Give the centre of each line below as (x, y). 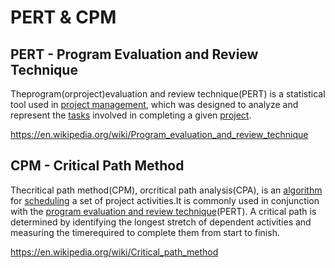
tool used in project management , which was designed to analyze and (154, 104)
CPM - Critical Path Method (97, 166)
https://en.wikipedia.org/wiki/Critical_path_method (114, 252)
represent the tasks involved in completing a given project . (131, 115)
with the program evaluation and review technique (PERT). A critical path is (163, 211)
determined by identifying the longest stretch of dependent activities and (161, 222)
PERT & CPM (63, 17)
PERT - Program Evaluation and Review (134, 54)
